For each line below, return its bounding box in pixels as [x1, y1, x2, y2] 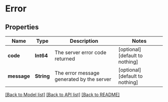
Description [69, 38, 98, 44]
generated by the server [54, 76, 111, 83]
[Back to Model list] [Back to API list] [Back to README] [5, 92, 120, 98]
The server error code [54, 49, 106, 56]
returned [54, 55, 75, 62]
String [34, 73, 50, 80]
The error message [54, 70, 100, 76]
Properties [5, 23, 39, 31]
